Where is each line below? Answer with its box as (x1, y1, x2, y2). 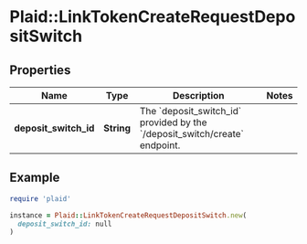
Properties (9, 62, 71, 78)
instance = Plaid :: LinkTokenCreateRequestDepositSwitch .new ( (9, 210, 248, 220)
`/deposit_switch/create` (139, 128, 244, 140)
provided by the (139, 116, 207, 129)
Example (9, 170, 60, 186)
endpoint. (139, 139, 181, 152)
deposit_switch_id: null (17, 219, 112, 228)
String (103, 122, 131, 134)
